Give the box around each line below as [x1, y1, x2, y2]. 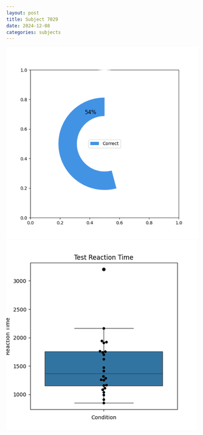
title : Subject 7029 [6, 16, 59, 23]
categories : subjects [6, 29, 61, 35]
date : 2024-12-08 [6, 23, 50, 29]
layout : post [6, 10, 40, 16]
